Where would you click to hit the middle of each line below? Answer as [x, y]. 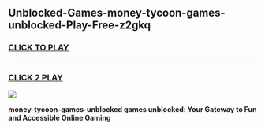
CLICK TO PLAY [39, 48]
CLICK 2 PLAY [35, 77]
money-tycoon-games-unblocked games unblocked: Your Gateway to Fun [132, 109]
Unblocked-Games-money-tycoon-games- [117, 13]
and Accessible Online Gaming [60, 117]
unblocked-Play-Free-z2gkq [80, 26]
